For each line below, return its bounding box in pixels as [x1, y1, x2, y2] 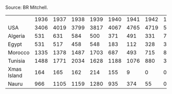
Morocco [8, 49, 30, 56]
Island [8, 72, 23, 79]
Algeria [8, 33, 26, 39]
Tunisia [8, 57, 26, 64]
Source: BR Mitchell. [5, 5, 48, 10]
